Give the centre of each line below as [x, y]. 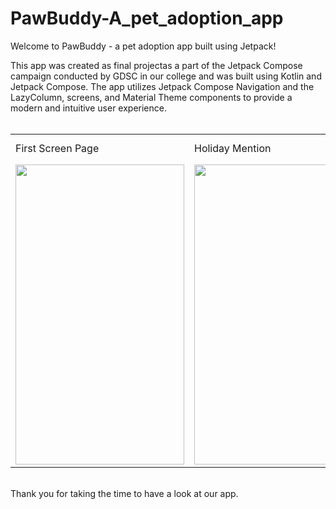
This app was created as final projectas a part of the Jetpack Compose [156, 65]
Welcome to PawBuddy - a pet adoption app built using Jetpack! [143, 46]
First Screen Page [57, 148]
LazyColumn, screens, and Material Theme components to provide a [151, 97]
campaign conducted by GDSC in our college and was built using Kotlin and [166, 76]
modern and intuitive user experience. [88, 108]
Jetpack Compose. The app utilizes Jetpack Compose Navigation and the [162, 86]
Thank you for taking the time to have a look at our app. [124, 493]
